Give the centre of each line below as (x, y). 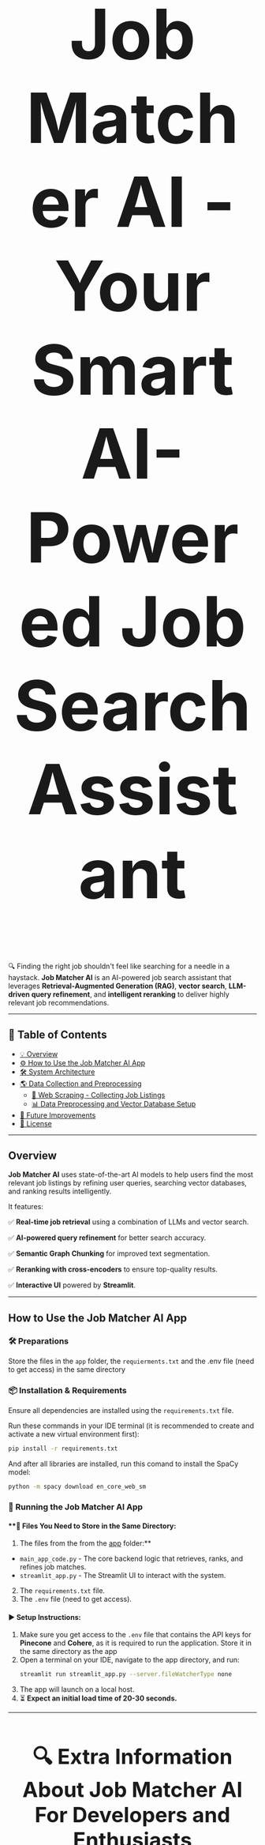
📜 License (36, 1123)
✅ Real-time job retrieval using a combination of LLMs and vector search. (129, 1222)
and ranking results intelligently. (60, 1191)
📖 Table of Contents (58, 1035)
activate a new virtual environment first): (74, 1434)
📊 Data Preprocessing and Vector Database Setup (114, 1103)
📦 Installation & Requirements (68, 1391)
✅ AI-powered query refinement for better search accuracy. (107, 1238)
